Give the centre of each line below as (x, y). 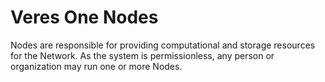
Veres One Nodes (84, 17)
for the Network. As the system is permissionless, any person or (142, 55)
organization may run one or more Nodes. (96, 66)
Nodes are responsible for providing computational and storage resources (163, 45)
